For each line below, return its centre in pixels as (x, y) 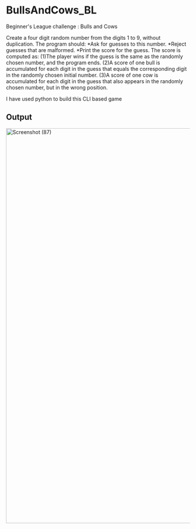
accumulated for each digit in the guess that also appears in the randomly (95, 81)
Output (19, 117)
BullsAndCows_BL (52, 10)
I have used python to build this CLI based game (64, 99)
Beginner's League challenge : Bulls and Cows (62, 26)
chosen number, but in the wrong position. (57, 87)
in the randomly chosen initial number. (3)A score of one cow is (82, 75)
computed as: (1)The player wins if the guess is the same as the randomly (94, 56)
